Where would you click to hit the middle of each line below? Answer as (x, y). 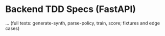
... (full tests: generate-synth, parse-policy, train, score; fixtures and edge (82, 23)
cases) (13, 28)
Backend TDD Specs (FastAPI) (71, 9)
